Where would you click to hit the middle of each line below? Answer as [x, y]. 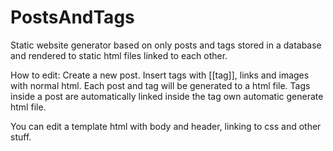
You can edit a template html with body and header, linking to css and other [166, 126]
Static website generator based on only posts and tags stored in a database [166, 45]
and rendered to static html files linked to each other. [119, 55]
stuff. [21, 137]
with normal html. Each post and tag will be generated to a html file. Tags [160, 85]
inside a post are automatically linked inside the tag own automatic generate [167, 96]
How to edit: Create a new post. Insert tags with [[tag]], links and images [160, 75]
